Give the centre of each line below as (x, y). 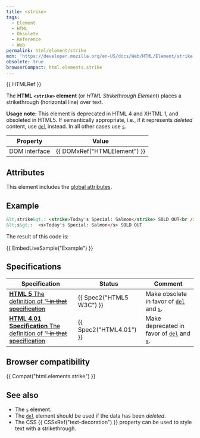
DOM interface (30, 151)
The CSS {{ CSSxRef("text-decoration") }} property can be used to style (103, 422)
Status (109, 283)
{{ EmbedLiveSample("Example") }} (50, 248)
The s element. (33, 409)
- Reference (26, 39)
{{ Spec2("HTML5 (103, 298)
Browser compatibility (48, 362)
